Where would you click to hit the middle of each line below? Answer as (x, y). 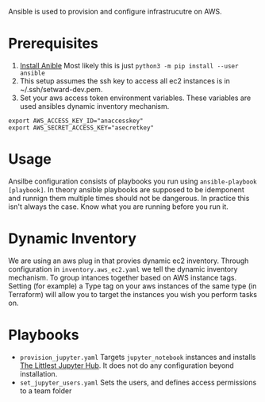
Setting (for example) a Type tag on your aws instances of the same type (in (132, 286)
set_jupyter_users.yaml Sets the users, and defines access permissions (138, 382)
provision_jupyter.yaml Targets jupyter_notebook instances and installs (138, 357)
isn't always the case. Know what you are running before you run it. (118, 207)
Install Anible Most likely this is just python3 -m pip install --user (129, 65)
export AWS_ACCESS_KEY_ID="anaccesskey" (76, 121)
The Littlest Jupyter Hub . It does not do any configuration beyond (127, 365)
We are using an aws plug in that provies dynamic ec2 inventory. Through (129, 261)
